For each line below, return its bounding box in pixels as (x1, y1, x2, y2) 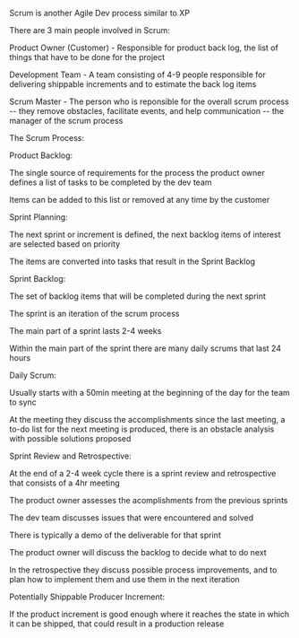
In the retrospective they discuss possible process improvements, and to (9, 564, 278, 575)
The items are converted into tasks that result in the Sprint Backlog (9, 256, 256, 267)
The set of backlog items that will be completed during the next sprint (9, 291, 267, 302)
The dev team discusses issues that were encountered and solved (9, 512, 253, 523)
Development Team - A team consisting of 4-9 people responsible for (9, 69, 266, 80)
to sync (9, 397, 38, 407)
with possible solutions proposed (9, 433, 132, 443)
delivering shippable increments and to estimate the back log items (9, 79, 257, 89)
